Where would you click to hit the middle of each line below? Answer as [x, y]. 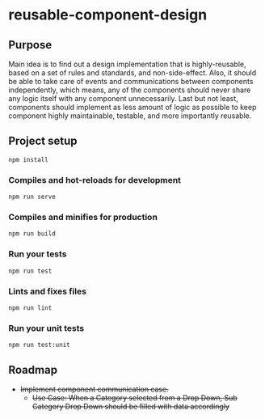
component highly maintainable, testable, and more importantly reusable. [130, 116]
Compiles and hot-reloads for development [95, 180]
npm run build [32, 234]
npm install [28, 159]
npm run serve [32, 197]
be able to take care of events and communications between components [131, 81]
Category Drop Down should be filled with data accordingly [131, 407]
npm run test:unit [39, 345]
